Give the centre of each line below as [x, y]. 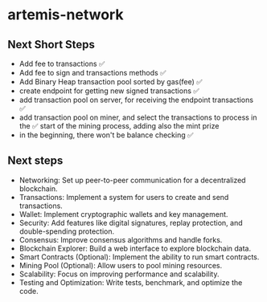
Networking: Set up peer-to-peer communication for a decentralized [132, 180]
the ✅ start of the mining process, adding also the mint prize [119, 126]
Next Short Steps [51, 45]
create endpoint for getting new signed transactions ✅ [109, 91]
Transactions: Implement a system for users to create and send [124, 197]
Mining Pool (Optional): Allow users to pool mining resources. [121, 265]
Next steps [35, 161]
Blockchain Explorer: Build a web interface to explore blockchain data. [135, 248]
